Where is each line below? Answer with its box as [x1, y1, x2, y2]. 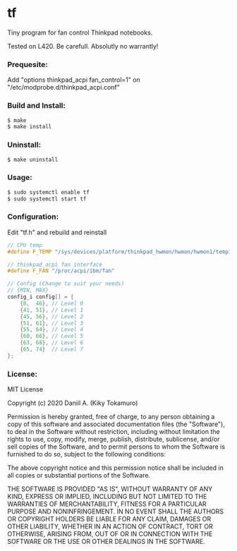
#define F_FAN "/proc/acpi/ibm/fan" [7, 267, 115, 274]
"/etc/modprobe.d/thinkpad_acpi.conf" [7, 83, 120, 92]
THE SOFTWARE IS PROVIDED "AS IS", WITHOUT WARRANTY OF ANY [7, 485, 213, 493]
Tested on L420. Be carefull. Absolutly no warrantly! [7, 42, 159, 50]
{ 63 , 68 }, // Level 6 [20, 339, 83, 346]
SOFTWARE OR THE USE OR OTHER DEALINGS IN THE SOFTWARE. [7, 538, 205, 546]
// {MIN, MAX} [7, 287, 49, 294]
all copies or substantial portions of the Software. [7, 471, 150, 480]
